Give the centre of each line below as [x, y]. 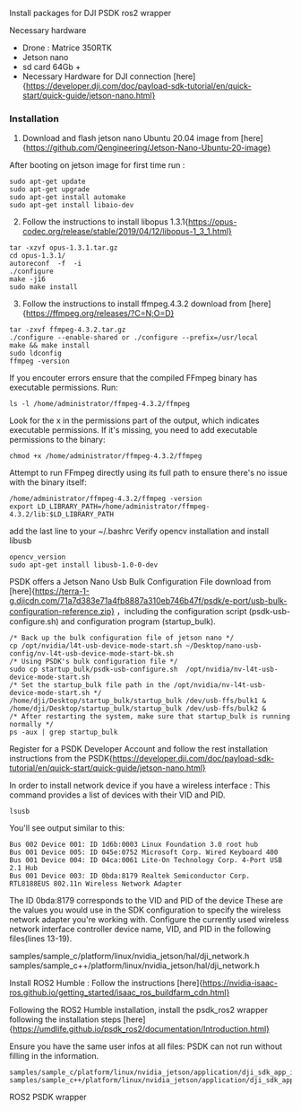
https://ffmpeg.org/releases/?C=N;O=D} [100, 313]
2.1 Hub [24, 869]
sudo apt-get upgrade [50, 190]
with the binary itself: [48, 482]
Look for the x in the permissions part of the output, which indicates [134, 420]
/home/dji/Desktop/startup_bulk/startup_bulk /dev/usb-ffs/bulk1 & [138, 701]
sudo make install [43, 287]
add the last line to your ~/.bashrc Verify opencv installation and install [139, 531]
